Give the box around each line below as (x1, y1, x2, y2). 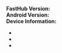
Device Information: (6, 18, 57, 24)
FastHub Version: (6, 5, 51, 12)
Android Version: (6, 11, 49, 18)
